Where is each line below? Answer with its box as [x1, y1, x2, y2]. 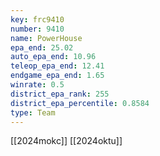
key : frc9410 [10, 14, 65, 25]
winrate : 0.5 [10, 80, 65, 90]
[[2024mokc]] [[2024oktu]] [10, 135, 123, 147]
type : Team [10, 107, 56, 118]
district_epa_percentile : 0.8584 [10, 98, 150, 108]
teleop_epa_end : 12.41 [10, 61, 105, 71]
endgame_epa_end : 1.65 [10, 71, 105, 81]
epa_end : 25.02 [10, 42, 74, 53]
